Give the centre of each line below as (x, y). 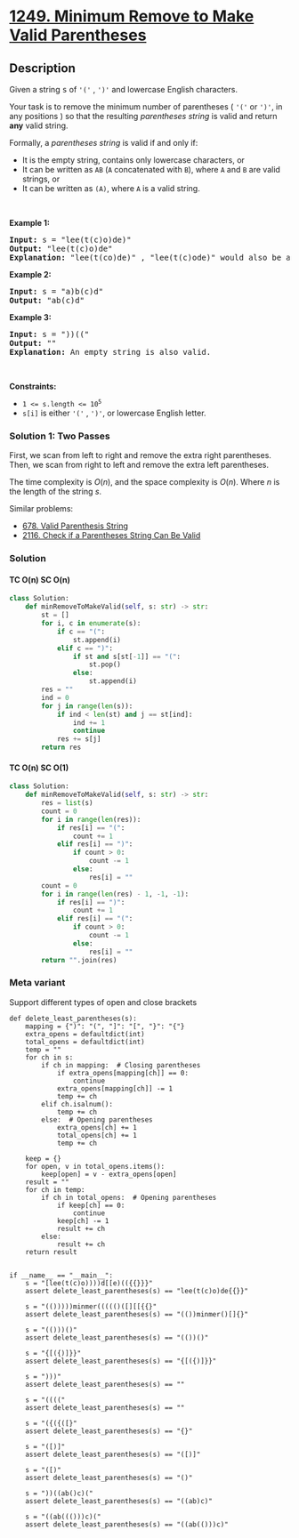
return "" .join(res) (79, 960)
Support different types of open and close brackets (103, 1002)
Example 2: (30, 274)
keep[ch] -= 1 (83, 1220)
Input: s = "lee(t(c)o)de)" (70, 240)
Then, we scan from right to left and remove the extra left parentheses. (139, 465)
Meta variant (37, 983)
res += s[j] (79, 739)
